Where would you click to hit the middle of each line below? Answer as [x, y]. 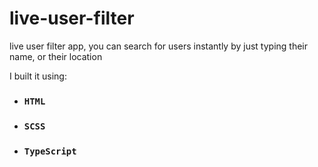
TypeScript [50, 151]
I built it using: [38, 76]
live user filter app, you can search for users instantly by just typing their [159, 46]
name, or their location [56, 56]
